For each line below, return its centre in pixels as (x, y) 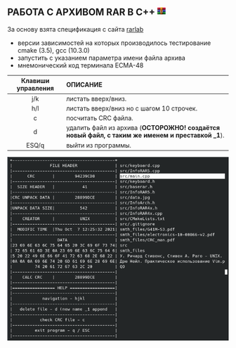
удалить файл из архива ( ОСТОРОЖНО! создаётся (143, 128)
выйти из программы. (99, 145)
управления (35, 89)
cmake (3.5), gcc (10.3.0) (53, 50)
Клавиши (35, 81)
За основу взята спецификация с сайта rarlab (76, 29)
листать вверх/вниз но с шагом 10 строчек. (132, 108)
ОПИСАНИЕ (85, 84)
